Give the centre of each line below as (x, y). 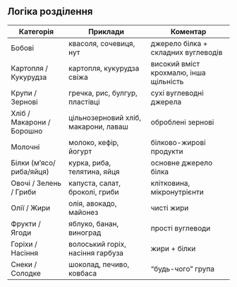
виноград (85, 233)
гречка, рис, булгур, (103, 93)
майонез (83, 212)
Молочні (25, 146)
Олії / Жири (31, 208)
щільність (167, 81)
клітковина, (170, 183)
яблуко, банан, (93, 223)
